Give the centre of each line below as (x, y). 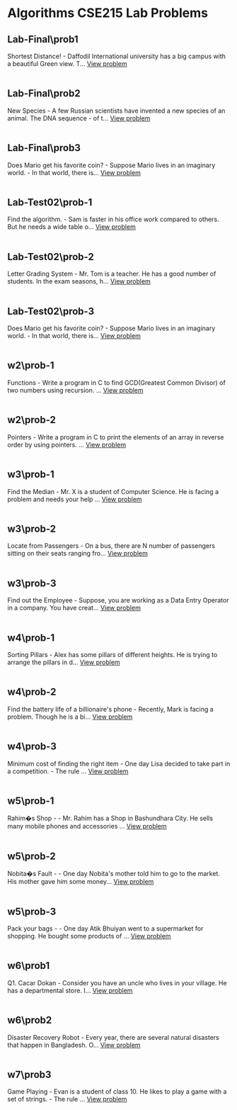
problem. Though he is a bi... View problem (70, 717)
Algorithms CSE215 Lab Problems (108, 13)
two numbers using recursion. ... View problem (75, 390)
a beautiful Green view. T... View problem (67, 64)
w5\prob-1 (31, 801)
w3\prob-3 (32, 583)
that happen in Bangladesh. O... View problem (74, 1045)
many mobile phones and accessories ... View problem (87, 826)
